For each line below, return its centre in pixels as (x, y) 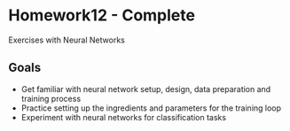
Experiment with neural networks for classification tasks (124, 117)
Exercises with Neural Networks (67, 40)
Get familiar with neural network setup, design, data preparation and (146, 89)
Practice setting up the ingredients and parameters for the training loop (151, 108)
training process (51, 98)
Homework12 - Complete (102, 15)
